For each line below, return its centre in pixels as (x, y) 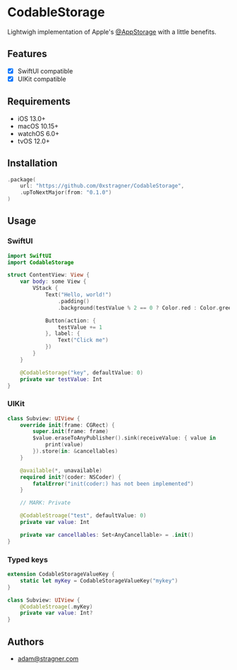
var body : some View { (53, 282)
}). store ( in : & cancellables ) (75, 451)
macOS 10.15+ (38, 126)
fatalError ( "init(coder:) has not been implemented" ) (113, 484)
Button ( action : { (71, 321)
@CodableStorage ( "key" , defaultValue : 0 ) (81, 372)
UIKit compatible (42, 79)
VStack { (45, 288)
